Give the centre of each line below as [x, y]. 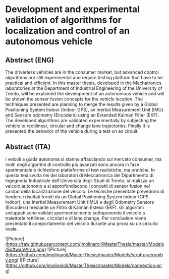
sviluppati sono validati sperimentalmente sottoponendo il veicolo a [75, 212]
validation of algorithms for [64, 20]
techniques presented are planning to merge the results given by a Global [81, 104]
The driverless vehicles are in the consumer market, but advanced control [82, 72]
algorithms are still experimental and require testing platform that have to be [84, 77]
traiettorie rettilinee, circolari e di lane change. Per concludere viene [76, 218]
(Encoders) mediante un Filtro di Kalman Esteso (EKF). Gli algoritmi [75, 207]
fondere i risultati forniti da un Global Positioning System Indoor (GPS [77, 197]
